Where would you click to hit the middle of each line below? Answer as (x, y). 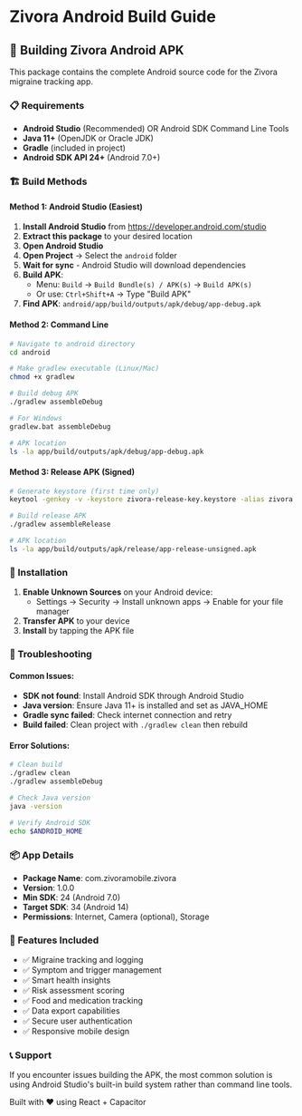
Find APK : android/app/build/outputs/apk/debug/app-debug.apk (142, 304)
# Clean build (36, 765)
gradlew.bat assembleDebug (60, 427)
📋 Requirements (47, 105)
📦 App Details (42, 855)
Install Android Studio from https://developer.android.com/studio (144, 227)
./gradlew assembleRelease (60, 524)
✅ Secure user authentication (77, 1021)
